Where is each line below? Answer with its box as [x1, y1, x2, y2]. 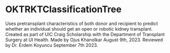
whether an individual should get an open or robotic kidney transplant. [5, 25, 153, 32]
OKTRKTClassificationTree [5, 4, 122, 15]
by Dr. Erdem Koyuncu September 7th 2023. [5, 42, 99, 48]
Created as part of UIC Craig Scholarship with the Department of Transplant [5, 31, 165, 37]
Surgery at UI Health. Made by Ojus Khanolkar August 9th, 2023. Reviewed [5, 37, 163, 43]
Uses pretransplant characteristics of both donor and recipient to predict [5, 20, 158, 26]
